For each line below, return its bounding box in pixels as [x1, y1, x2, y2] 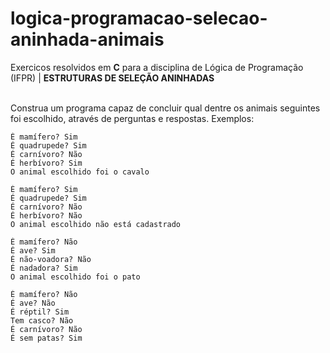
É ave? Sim [10, 245, 56, 256]
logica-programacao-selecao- [10, 7, 268, 30]
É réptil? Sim [10, 307, 70, 317]
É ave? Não [10, 298, 56, 308]
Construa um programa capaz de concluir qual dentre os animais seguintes [10, 102, 321, 114]
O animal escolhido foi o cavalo [10, 167, 150, 177]
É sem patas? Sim [10, 333, 83, 343]
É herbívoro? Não [10, 210, 83, 221]
